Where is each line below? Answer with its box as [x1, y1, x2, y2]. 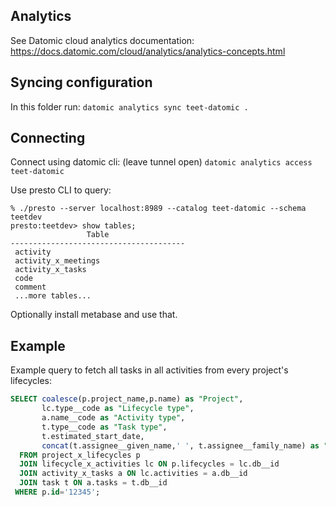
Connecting [10, 130, 86, 147]
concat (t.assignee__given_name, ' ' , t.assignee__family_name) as [41, 440, 320, 451]
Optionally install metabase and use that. [10, 309, 178, 321]
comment [14, 282, 47, 293]
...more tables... [14, 291, 92, 301]
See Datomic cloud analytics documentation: [10, 34, 195, 46]
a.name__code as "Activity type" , [41, 413, 186, 423]
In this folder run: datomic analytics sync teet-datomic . [10, 100, 249, 113]
